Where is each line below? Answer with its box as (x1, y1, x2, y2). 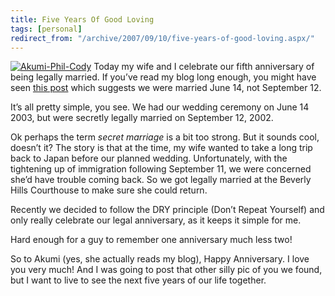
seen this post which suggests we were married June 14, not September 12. (10, 82, 322, 94)
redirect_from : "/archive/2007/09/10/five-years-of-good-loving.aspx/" (10, 33, 315, 43)
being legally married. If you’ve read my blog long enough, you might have (10, 71, 317, 83)
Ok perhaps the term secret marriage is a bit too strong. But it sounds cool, (10, 131, 320, 143)
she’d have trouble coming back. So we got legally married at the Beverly (10, 174, 312, 186)
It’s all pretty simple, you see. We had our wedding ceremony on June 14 (10, 101, 310, 113)
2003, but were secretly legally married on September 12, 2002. (10, 112, 274, 124)
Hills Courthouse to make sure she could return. (10, 184, 208, 196)
